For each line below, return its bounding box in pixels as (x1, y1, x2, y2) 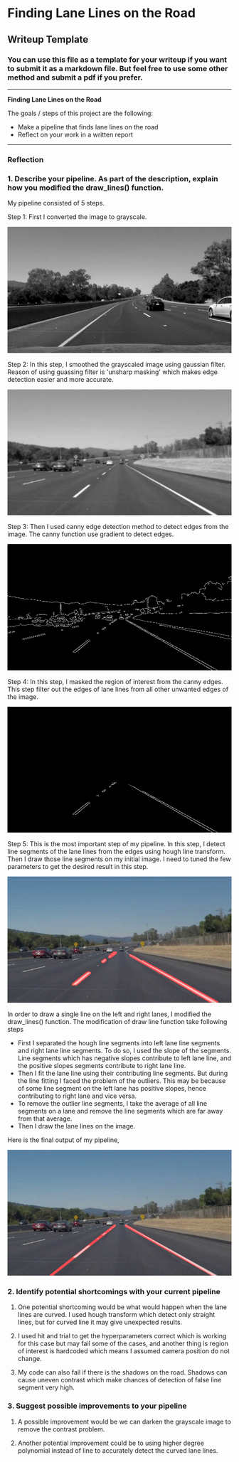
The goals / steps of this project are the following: (7, 109, 153, 117)
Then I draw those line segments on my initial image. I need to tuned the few (7, 855, 231, 863)
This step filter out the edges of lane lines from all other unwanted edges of (7, 685, 229, 693)
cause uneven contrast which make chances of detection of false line (17, 1376, 222, 1384)
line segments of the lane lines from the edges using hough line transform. (7, 848, 226, 856)
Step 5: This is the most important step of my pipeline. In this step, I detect (7, 840, 225, 848)
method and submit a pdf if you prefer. (7, 73, 144, 82)
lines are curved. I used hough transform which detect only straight (17, 1311, 216, 1319)
